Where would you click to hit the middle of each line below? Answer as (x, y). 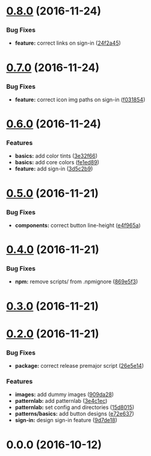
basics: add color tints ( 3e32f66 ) (56, 156)
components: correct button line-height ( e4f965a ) (78, 225)
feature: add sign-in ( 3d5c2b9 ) (54, 169)
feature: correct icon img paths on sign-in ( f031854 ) (80, 99)
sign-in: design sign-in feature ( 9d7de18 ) (66, 420)
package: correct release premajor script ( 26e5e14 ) (79, 366)
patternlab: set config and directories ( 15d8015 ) (75, 407)
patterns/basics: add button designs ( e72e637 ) (74, 414)
